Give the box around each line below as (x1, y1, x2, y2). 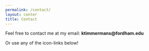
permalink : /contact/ (5, 7, 51, 12)
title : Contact (5, 16, 38, 21)
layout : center (5, 12, 38, 17)
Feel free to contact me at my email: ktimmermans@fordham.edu (5, 30, 144, 36)
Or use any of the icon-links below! (5, 40, 79, 46)
